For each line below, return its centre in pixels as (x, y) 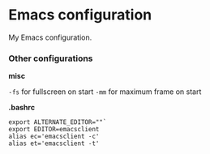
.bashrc (21, 108)
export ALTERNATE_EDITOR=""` (58, 122)
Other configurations (51, 58)
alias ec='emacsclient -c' (54, 137)
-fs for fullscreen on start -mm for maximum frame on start (105, 92)
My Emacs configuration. (50, 37)
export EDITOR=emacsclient (54, 130)
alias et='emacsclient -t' (54, 143)
